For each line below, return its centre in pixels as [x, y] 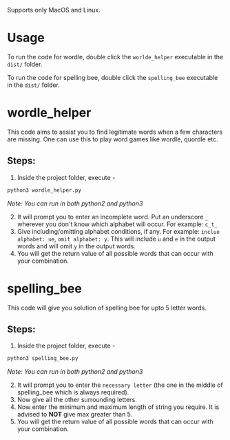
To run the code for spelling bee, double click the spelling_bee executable [113, 77]
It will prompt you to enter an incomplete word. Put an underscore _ [113, 217]
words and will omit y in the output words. [76, 246]
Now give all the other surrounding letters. [77, 400]
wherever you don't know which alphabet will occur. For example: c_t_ [117, 224]
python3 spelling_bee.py [43, 359]
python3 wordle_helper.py [44, 190]
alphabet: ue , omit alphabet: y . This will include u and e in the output [116, 239]
